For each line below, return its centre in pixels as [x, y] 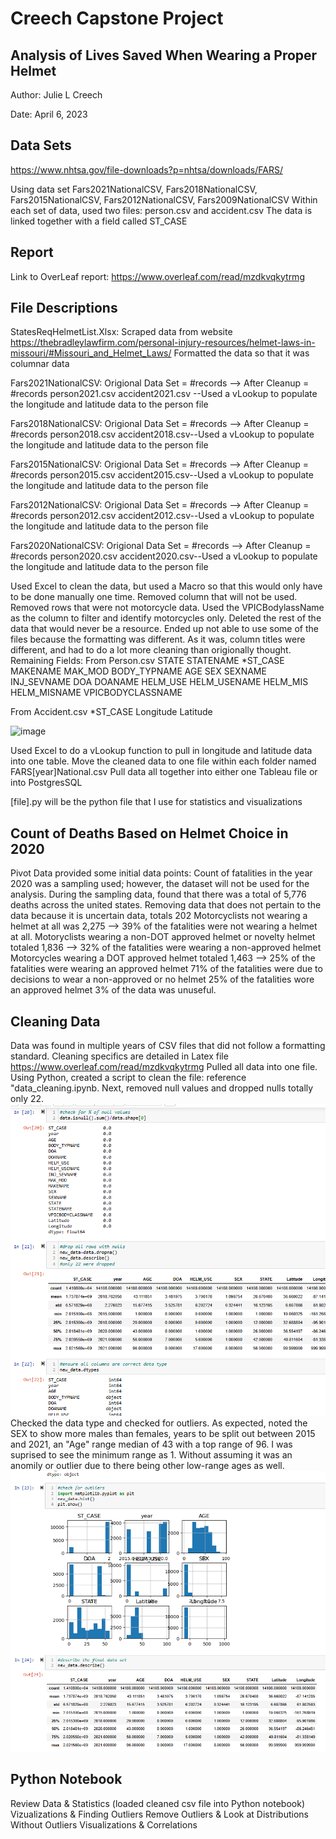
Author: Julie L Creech [56, 95]
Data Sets [41, 145]
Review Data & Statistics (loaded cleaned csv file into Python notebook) [157, 1803]
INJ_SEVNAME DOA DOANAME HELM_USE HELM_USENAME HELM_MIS [159, 682]
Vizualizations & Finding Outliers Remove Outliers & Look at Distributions [159, 1814]
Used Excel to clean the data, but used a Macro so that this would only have [166, 586]
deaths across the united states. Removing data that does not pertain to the [166, 905]
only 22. [27, 1099]
